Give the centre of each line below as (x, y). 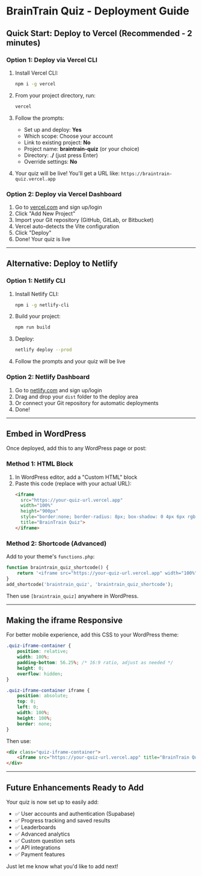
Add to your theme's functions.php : (50, 557)
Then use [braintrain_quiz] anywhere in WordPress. (72, 596)
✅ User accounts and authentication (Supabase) (75, 813)
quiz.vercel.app (35, 179)
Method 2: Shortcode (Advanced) (57, 543)
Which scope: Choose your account (68, 136)
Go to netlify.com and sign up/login (58, 390)
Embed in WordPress (46, 433)
